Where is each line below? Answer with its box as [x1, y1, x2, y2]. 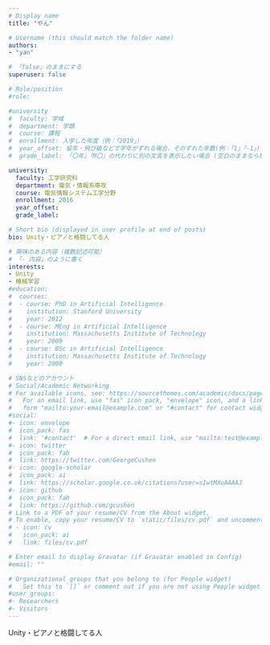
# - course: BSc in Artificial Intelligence [8, 345, 163, 353]
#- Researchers [8, 598, 59, 606]
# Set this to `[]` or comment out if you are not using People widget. [8, 582, 264, 590]
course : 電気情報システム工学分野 [15, 189, 117, 197]
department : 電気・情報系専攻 [15, 182, 107, 190]
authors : [8, 41, 38, 49]
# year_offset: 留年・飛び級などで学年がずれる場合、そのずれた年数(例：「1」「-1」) [8, 145, 260, 153]
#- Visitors [8, 605, 48, 613]
